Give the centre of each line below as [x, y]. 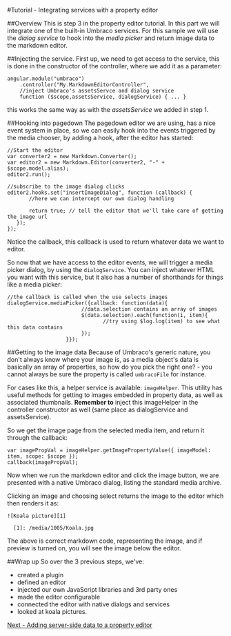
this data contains [35, 327]
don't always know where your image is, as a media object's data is [103, 359]
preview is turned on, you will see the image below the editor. [94, 548]
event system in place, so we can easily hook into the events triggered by [111, 130]
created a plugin [40, 575]
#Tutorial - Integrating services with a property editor [83, 10]
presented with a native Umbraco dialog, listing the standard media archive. [114, 482]
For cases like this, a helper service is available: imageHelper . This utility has [115, 387]
